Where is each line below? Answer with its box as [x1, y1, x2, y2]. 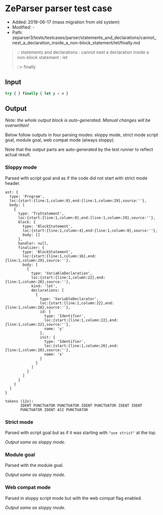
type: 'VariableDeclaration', [31, 271, 92, 276]
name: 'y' [44, 326, 64, 331]
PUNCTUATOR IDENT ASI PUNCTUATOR [20, 407, 89, 412]
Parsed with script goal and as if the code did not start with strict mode [5, 175, 147, 181]
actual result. [5, 152, 31, 158]
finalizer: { [18, 245, 45, 250]
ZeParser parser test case [5, 3, 112, 14]
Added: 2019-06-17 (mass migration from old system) [12, 19, 120, 25]
